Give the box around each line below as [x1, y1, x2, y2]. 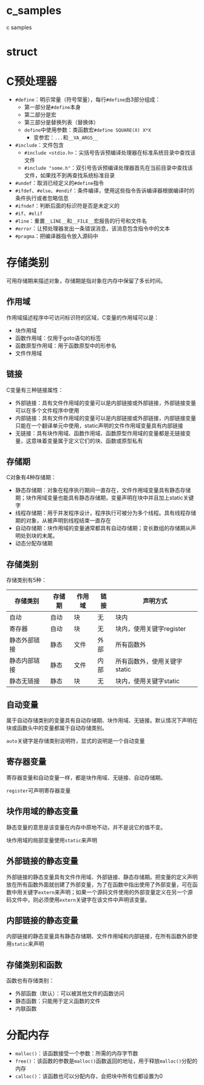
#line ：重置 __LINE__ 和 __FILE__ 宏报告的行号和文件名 [15, 217, 148, 225]
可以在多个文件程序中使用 [15, 407, 80, 414]
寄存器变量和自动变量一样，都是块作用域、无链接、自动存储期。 [6, 774, 166, 781]
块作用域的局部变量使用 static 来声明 [6, 836, 97, 843]
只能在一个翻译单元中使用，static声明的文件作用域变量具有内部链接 [15, 422, 183, 429]
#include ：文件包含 [15, 141, 64, 149]
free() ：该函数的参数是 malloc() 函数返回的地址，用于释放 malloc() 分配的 [15, 1057, 198, 1065]
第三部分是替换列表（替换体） [24, 119, 99, 126]
